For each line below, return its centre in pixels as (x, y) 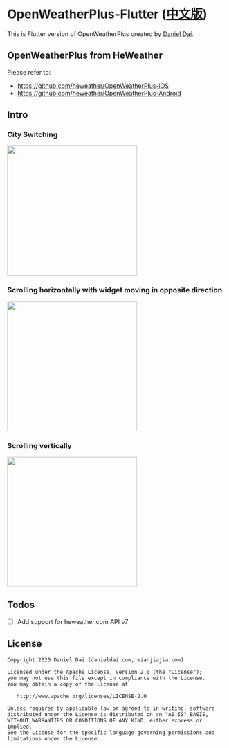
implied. (20, 727)
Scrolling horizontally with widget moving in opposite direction (115, 290)
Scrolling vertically (40, 445)
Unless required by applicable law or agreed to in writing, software (111, 708)
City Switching (33, 134)
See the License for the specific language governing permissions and (111, 732)
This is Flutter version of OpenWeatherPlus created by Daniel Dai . (100, 34)
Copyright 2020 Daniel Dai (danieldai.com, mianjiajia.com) (96, 660)
